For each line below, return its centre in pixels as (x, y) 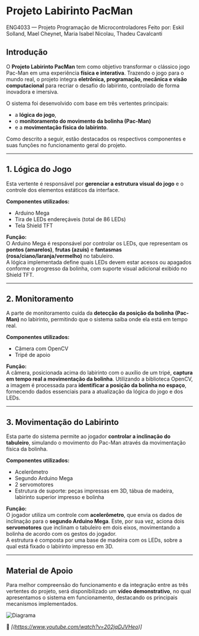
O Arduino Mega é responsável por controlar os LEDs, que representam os (97, 243)
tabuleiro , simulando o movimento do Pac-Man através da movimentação (96, 443)
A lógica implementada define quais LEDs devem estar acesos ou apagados (99, 262)
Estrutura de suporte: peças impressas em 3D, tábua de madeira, (94, 491)
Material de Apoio (40, 571)
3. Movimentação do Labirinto (62, 422)
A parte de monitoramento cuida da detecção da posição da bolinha (90, 313)
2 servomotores (34, 485)
